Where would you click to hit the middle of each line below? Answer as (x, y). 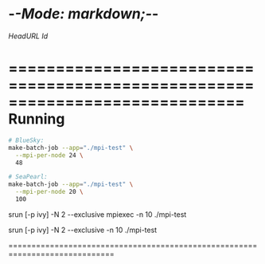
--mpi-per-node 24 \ (49, 155)
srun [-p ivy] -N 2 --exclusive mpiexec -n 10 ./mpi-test (97, 214)
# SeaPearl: (28, 177)
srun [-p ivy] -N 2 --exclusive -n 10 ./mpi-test (83, 230)
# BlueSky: (26, 140)
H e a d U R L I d (28, 36)
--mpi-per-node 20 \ (49, 192)
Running (37, 119)
